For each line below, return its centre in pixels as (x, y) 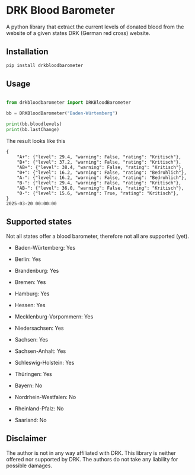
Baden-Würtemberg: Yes (45, 247)
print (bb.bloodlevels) (34, 124)
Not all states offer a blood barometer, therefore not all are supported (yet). (98, 236)
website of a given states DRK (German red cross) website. (78, 33)
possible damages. (29, 466)
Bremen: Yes (30, 282)
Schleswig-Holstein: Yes (44, 362)
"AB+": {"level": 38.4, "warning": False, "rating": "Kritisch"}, (100, 167)
